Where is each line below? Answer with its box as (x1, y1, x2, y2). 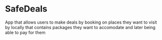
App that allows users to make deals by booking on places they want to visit (5, 19, 157, 25)
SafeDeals (5, 3, 48, 14)
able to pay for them (5, 29, 46, 35)
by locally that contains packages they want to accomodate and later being (5, 24, 156, 30)
